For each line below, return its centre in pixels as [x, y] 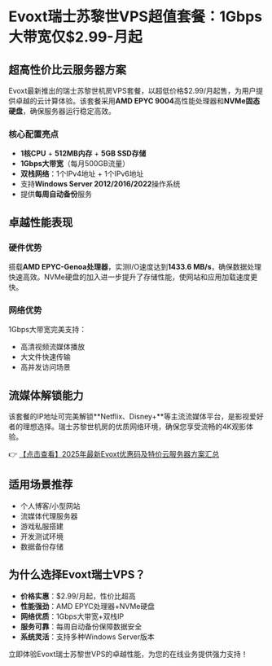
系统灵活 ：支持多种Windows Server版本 [87, 637]
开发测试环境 [42, 536]
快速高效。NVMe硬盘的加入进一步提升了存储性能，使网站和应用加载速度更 [133, 277]
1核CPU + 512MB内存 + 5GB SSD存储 [83, 153]
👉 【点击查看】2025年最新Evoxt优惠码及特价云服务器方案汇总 [114, 454]
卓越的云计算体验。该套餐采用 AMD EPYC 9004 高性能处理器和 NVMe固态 [138, 101]
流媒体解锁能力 [46, 395]
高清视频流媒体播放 [53, 347]
